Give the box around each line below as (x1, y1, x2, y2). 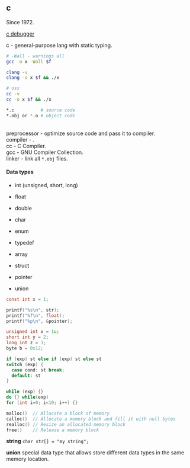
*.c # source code (6, 107, 76, 113)
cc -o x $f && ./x (6, 97, 51, 102)
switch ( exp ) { (6, 361, 44, 367)
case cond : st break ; (11, 367, 65, 373)
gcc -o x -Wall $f (6, 59, 51, 65)
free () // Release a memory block (6, 427, 99, 433)
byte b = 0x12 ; (6, 345, 44, 351)
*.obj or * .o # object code (6, 113, 76, 118)
